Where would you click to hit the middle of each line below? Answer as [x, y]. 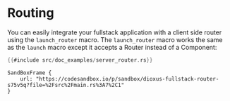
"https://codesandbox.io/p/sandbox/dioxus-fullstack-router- [127, 79]
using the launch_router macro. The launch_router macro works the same [115, 39]
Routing [31, 13]
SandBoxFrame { [30, 73]
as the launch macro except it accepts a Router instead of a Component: [112, 47]
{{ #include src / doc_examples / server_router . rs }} [80, 60]
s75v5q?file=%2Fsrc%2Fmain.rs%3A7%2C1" [66, 85]
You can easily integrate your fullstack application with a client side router [115, 32]
